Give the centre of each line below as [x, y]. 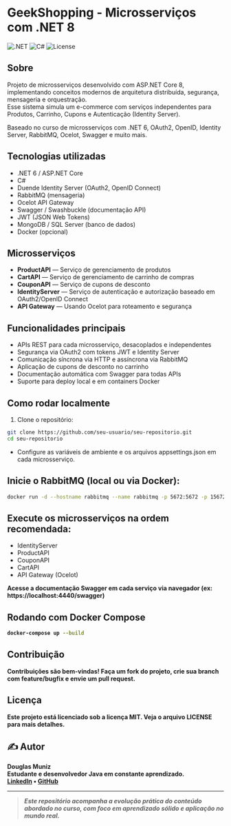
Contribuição [36, 655]
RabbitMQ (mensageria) [51, 195]
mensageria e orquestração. [47, 99]
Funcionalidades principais [66, 328]
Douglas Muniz [29, 767]
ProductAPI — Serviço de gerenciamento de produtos [94, 270]
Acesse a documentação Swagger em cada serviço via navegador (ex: [110, 588]
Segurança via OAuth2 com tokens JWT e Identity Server [98, 352]
